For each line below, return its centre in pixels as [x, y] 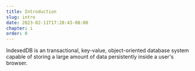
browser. [17, 63]
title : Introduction [32, 12]
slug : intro [21, 17]
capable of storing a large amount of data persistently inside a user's [90, 57]
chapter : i [19, 28]
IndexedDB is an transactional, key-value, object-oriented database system [97, 50]
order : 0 [17, 34]
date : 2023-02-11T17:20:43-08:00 [47, 22]
